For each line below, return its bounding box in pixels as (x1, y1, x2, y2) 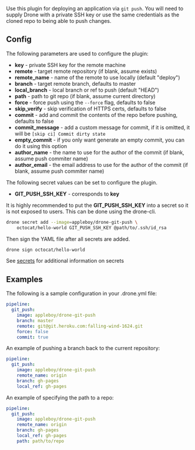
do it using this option (14, 142, 68, 149)
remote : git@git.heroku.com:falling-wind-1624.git (16, 323, 143, 329)
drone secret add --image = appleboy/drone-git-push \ (6, 219, 138, 225)
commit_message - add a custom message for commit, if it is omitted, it (14, 123, 190, 131)
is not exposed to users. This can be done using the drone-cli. (6, 208, 157, 215)
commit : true (16, 334, 49, 340)
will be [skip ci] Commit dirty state (14, 130, 106, 137)
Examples (6, 274, 43, 284)
